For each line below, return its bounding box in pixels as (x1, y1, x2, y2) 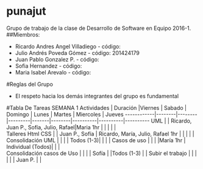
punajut (6, 4, 47, 18)
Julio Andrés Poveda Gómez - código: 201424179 (15, 49, 140, 56)
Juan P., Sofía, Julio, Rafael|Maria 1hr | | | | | (6, 123, 116, 131)
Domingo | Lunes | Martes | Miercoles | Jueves (6, 110, 124, 118)
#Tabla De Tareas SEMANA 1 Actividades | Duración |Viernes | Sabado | (6, 104, 187, 111)
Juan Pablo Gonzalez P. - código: (15, 56, 99, 63)
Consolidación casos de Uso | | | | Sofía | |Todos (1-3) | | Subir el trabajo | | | (6, 149, 197, 157)
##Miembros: (6, 31, 40, 38)
